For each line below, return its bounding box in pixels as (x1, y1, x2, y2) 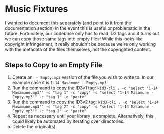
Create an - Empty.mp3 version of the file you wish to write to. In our (12, 74, 154, 80)
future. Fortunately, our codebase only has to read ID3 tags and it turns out (5, 30, 159, 36)
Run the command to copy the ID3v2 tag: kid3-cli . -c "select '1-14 (12, 99, 159, 105)
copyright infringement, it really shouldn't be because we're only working (5, 41, 156, 47)
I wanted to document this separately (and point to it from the (5, 20, 131, 26)
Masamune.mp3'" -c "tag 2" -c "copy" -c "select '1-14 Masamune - (12, 104, 154, 109)
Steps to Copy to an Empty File (5, 61, 102, 69)
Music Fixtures (5, 3, 68, 15)
